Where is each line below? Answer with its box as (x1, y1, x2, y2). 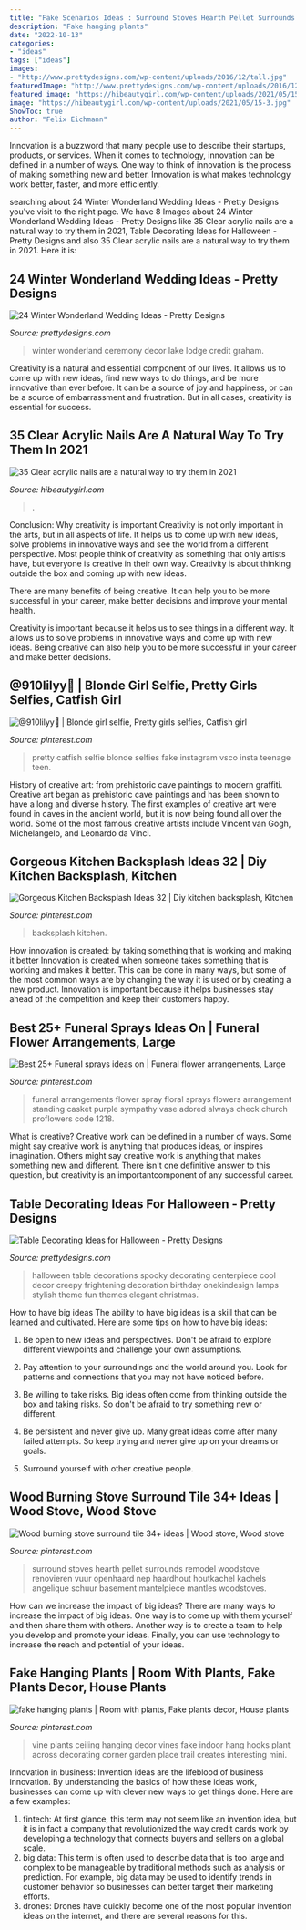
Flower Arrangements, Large (9, 1034, 176, 1049)
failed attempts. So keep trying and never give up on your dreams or (22, 1436, 280, 1446)
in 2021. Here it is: (9, 245, 77, 256)
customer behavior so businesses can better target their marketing (22, 1881, 274, 1892)
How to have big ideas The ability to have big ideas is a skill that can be (9, 1307, 278, 1317)
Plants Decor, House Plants (9, 1679, 167, 1696)
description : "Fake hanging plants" (9, 22, 148, 31)
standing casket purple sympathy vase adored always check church (31, 1104, 289, 1115)
